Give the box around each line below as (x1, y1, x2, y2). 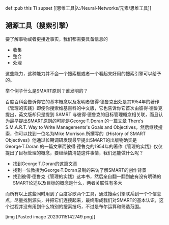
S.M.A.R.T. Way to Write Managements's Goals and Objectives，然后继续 (5, 124, 159, 130)
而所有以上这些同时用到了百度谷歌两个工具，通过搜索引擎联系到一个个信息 (5, 190, 161, 196)
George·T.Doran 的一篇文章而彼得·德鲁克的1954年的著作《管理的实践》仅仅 (5, 143, 163, 149)
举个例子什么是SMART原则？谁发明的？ (5, 87, 88, 94)
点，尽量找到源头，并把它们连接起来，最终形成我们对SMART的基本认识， (5, 197, 159, 203)
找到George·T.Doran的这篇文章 (12, 161, 78, 167)
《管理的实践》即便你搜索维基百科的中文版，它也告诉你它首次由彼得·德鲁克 (5, 105, 163, 111)
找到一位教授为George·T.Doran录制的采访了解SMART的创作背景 (12, 167, 147, 173)
